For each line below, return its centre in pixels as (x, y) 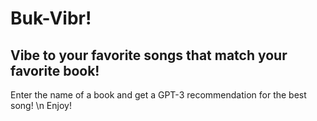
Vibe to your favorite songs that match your (149, 55)
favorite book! (55, 70)
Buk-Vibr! (51, 18)
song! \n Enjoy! (41, 105)
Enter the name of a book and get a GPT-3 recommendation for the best (158, 95)
